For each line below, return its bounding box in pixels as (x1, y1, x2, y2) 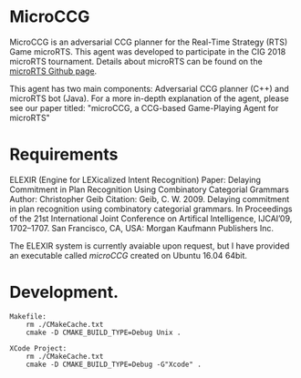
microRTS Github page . (9, 66, 98, 77)
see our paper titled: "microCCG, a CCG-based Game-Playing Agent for (9, 102, 279, 113)
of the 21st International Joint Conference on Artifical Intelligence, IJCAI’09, (9, 212, 293, 224)
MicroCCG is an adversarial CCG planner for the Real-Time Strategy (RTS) (9, 36, 288, 47)
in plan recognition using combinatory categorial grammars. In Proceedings (9, 203, 293, 214)
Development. (9, 282, 119, 302)
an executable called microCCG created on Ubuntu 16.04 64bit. (9, 250, 248, 261)
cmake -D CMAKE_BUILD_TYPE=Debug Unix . (26, 328, 182, 337)
